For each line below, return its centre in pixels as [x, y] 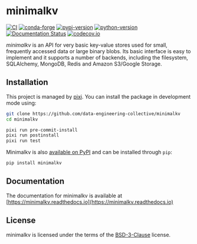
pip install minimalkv [34, 163]
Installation [27, 82]
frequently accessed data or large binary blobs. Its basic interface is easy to [98, 51]
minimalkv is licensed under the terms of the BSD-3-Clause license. [88, 235]
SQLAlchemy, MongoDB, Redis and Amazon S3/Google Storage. [84, 64]
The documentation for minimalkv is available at [64, 196]
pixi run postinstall [33, 135]
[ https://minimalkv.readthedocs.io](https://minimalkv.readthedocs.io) [90, 201]
